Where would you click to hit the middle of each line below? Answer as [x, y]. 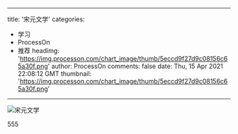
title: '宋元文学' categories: [46, 19]
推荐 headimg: [39, 51]
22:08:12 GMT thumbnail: [55, 74]
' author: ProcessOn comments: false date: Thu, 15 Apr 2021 [135, 66]
